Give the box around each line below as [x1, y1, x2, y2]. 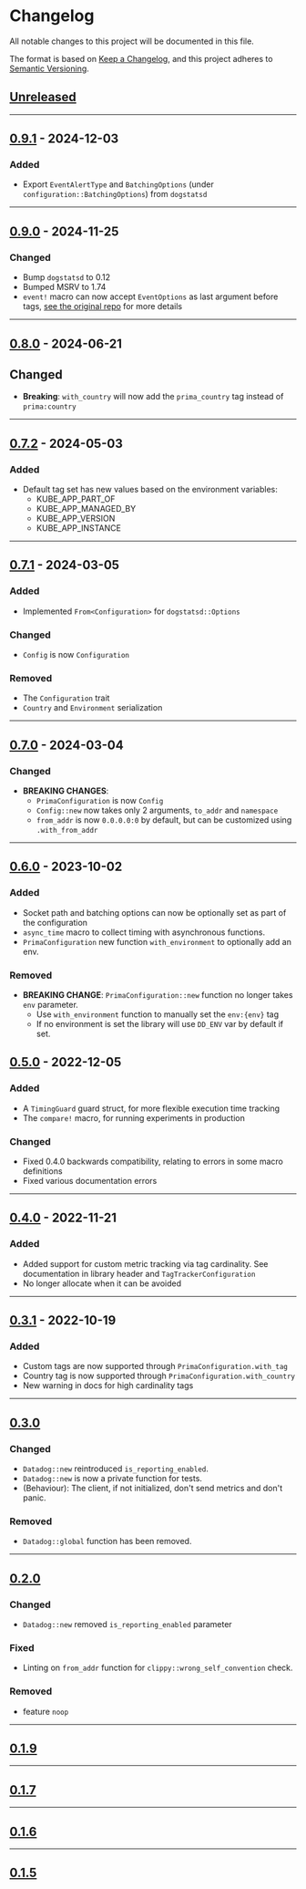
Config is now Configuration [22, 649, 130, 659]
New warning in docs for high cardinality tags [22, 1380, 194, 1391]
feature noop [22, 1706, 69, 1717]
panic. [22, 1492, 47, 1503]
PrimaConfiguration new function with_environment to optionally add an [22, 936, 291, 947]
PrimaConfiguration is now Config [36, 794, 164, 805]
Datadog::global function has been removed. [22, 1536, 192, 1547]
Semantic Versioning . [9, 63, 89, 74]
